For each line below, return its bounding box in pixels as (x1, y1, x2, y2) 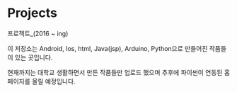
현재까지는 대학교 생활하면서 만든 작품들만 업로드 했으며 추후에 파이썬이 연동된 (7, 68, 223, 76)
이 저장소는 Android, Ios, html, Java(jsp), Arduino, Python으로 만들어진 (7, 44, 208, 52)
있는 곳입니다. (14, 53, 53, 62)
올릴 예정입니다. (31, 76, 76, 86)
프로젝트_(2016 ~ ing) (7, 29, 69, 38)
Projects (7, 5, 58, 21)
